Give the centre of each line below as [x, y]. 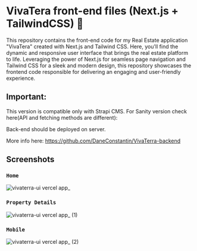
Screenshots [30, 159]
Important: [26, 97]
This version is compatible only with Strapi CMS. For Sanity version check [97, 111]
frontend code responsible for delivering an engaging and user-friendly [93, 72]
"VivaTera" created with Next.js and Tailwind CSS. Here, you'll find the [92, 47]
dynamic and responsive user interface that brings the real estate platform [97, 52]
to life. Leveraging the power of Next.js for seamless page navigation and [96, 59]
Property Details [31, 203]
